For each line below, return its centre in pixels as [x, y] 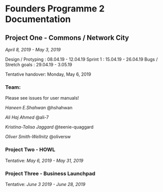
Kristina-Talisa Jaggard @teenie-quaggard [49, 127]
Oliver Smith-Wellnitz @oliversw [38, 137]
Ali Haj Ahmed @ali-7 [27, 117]
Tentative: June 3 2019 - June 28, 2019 [45, 184]
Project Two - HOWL [30, 150]
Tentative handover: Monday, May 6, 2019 [48, 74]
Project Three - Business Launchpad [50, 174]
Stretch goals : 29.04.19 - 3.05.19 [39, 65]
